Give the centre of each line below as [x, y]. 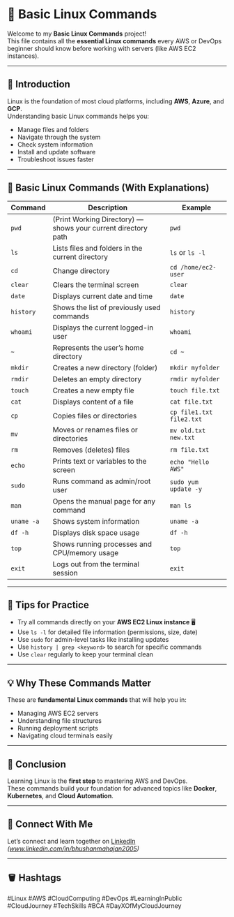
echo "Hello [189, 462]
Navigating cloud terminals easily [65, 735]
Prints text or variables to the [100, 461]
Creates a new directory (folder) [105, 367]
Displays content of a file [93, 402]
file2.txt [186, 419]
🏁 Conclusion [37, 764]
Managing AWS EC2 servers [58, 713]
